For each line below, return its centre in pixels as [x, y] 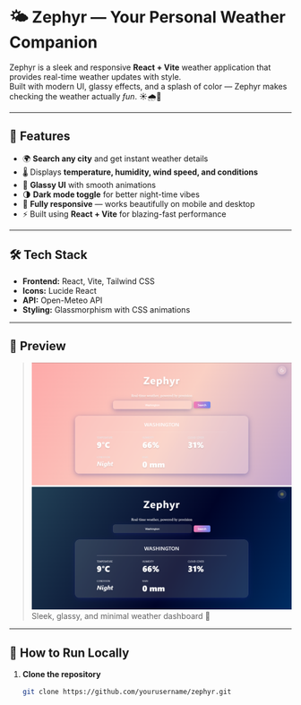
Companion [54, 43]
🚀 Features [40, 137]
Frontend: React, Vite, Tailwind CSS [88, 281]
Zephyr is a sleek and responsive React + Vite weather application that [140, 67]
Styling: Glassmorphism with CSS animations [106, 309]
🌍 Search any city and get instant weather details [115, 159]
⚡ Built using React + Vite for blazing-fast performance [124, 214]
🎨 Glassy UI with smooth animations [89, 185]
